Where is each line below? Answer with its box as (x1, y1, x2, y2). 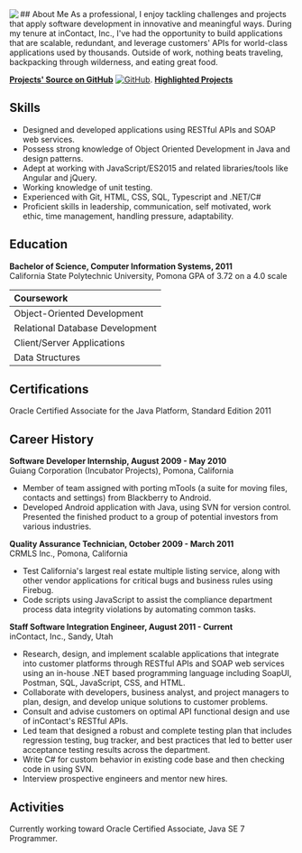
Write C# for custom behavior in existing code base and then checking (22, 754, 286, 765)
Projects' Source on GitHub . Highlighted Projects (9, 74, 233, 85)
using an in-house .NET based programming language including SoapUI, (22, 668, 292, 679)
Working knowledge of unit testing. (22, 181, 153, 192)
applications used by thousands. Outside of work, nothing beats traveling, (9, 47, 284, 58)
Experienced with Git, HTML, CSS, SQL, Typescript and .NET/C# (22, 191, 261, 202)
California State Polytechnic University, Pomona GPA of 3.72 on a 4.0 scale (9, 270, 288, 281)
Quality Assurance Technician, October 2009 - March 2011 (9, 539, 234, 550)
